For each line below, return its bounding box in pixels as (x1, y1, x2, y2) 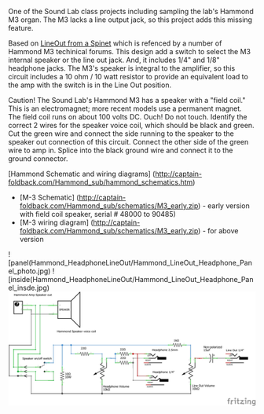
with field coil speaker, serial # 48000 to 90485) (19, 210, 177, 218)
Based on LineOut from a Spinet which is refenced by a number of (8, 38, 222, 48)
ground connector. (8, 154, 68, 163)
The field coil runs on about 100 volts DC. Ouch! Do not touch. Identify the (8, 112, 247, 121)
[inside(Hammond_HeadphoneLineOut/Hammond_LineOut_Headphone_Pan (8, 275, 254, 284)
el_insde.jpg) (8, 283, 49, 292)
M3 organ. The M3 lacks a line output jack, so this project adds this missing (8, 15, 253, 24)
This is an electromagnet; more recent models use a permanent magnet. (8, 104, 242, 113)
